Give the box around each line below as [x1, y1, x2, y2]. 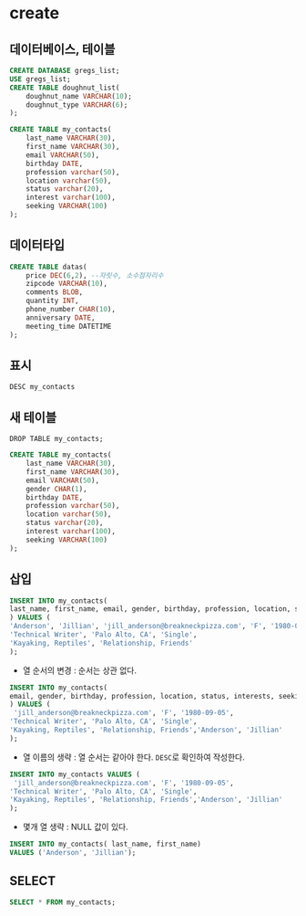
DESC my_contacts [9, 383, 76, 392]
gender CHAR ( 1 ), [25, 484, 88, 493]
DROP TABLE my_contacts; [9, 435, 104, 444]
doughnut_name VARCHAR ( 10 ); [25, 91, 132, 100]
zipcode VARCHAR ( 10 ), [25, 279, 107, 289]
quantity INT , [25, 296, 79, 306]
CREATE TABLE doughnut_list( [9, 83, 120, 92]
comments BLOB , [25, 288, 84, 297]
